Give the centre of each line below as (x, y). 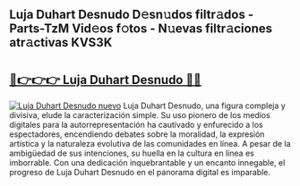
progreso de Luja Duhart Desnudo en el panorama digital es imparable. (140, 172)
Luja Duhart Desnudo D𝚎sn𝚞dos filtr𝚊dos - (132, 15)
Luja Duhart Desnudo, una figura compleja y (205, 106)
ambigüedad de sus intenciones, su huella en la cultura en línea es (132, 153)
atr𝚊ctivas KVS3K (61, 42)
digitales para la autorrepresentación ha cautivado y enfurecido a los (136, 125)
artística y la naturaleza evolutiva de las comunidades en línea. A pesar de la (150, 144)
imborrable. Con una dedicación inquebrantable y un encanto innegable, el (147, 163)
